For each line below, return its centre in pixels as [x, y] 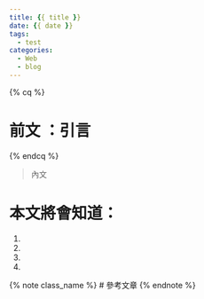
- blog [29, 67]
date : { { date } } [41, 26]
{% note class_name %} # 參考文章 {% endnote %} [103, 285]
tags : [19, 34]
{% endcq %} [34, 155]
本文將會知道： [64, 213]
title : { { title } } [45, 17]
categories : [31, 51]
